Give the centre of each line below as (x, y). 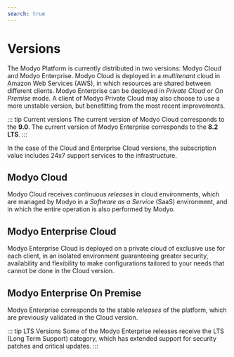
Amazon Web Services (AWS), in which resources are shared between (109, 83)
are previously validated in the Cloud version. (73, 317)
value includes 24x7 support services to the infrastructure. (92, 155)
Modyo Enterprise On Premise (74, 293)
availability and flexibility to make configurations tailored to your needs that (116, 263)
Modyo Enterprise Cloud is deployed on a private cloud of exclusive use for (116, 249)
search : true (26, 14)
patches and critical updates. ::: (53, 346)
